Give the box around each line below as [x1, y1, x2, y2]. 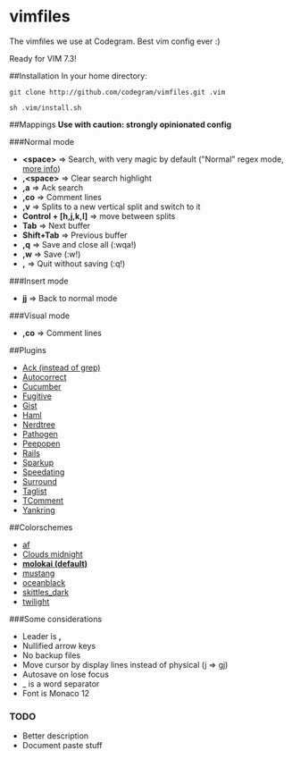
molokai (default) [21, 558, 88, 569]
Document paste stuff [21, 740, 103, 751]
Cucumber [21, 381, 62, 392]
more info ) [21, 163, 61, 173]
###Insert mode [9, 275, 69, 286]
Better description [21, 730, 89, 741]
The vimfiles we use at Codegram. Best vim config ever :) [9, 36, 221, 46]
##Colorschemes [9, 521, 73, 533]
